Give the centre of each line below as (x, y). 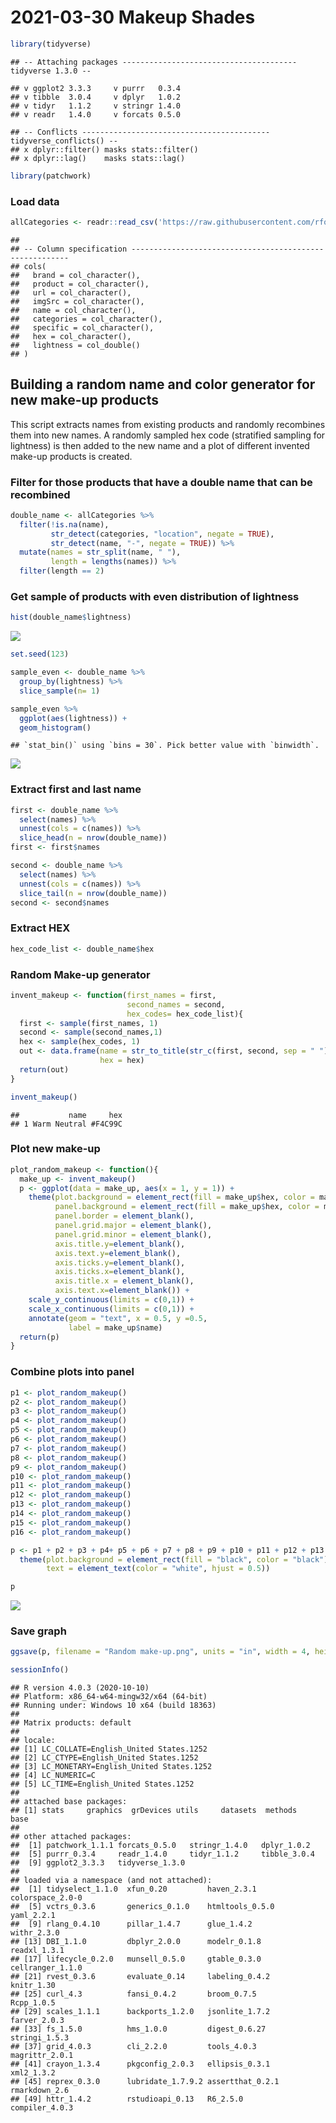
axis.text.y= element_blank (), (118, 1253)
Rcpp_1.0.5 (33, 2003)
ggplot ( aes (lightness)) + (73, 718)
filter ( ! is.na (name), (64, 524)
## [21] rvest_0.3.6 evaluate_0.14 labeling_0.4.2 (140, 1977)
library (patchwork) (51, 176)
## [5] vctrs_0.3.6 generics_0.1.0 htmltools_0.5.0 (142, 1907)
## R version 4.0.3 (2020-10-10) (80, 1688)
